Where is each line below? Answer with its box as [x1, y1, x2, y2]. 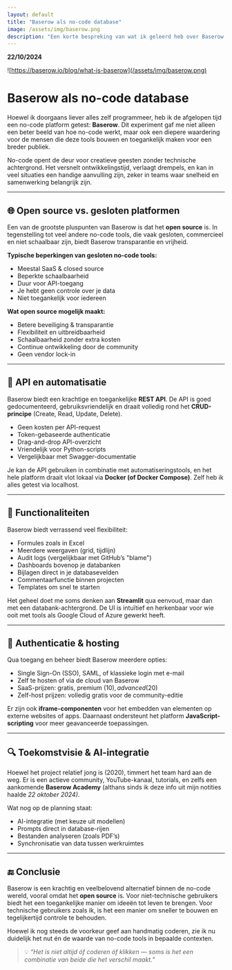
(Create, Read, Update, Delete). [33, 409, 123, 418]
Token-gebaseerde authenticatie [17, 430, 110, 438]
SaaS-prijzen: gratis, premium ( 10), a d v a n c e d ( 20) [17, 684, 158, 692]
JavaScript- [185, 712, 221, 720]
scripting [7, 719, 34, 727]
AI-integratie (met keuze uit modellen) [17, 817, 126, 826]
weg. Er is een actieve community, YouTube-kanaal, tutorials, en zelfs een [7, 776, 217, 784]
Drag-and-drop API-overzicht [17, 438, 101, 446]
